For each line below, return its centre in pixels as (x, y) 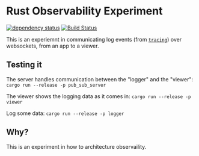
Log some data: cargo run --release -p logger (65, 113)
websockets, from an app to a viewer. (53, 46)
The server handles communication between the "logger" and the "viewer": (100, 79)
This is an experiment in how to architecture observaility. (76, 146)
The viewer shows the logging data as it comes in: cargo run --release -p (99, 96)
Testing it (24, 65)
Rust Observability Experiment (84, 11)
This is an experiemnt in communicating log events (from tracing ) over (94, 39)
